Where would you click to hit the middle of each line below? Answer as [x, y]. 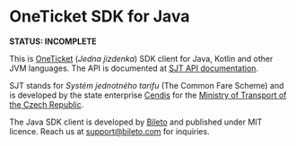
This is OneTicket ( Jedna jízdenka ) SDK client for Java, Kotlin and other [141, 58]
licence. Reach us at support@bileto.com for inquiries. [109, 131]
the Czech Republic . [47, 104]
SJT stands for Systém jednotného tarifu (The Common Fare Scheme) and [147, 85]
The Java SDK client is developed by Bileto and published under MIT [136, 122]
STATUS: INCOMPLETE [53, 41]
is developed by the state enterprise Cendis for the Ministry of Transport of [148, 95]
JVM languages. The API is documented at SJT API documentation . [134, 68]
